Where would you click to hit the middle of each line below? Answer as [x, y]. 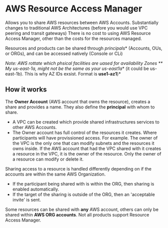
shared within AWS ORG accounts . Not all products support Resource [77, 214]
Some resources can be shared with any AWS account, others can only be [82, 209]
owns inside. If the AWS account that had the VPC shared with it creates [87, 148]
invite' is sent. [27, 199]
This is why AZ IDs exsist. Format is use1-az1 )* [72, 73]
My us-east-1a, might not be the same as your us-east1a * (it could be [77, 68]
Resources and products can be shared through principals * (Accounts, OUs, [84, 48]
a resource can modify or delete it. [48, 159]
